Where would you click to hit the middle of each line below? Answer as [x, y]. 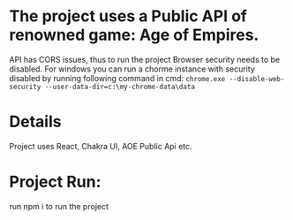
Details [35, 122]
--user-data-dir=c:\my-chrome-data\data [120, 87]
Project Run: [55, 182]
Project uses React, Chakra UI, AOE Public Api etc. [101, 146]
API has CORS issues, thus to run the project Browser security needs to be [145, 59]
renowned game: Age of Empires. [134, 35]
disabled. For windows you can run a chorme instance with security [132, 69]
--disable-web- [257, 79]
